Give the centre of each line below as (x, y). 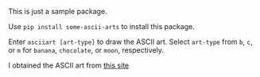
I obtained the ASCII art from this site (69, 65)
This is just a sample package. (58, 11)
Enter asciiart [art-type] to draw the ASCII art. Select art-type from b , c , (130, 42)
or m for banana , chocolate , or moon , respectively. (86, 50)
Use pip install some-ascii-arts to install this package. (101, 26)
